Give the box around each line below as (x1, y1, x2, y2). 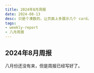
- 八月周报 (5, 30, 24, 35)
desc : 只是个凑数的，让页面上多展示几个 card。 (5, 16, 92, 21)
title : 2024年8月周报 (5, 7, 47, 12)
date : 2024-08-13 (5, 12, 41, 17)
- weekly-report (5, 25, 38, 30)
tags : (5, 20, 16, 26)
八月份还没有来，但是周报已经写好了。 (5, 63, 82, 69)
